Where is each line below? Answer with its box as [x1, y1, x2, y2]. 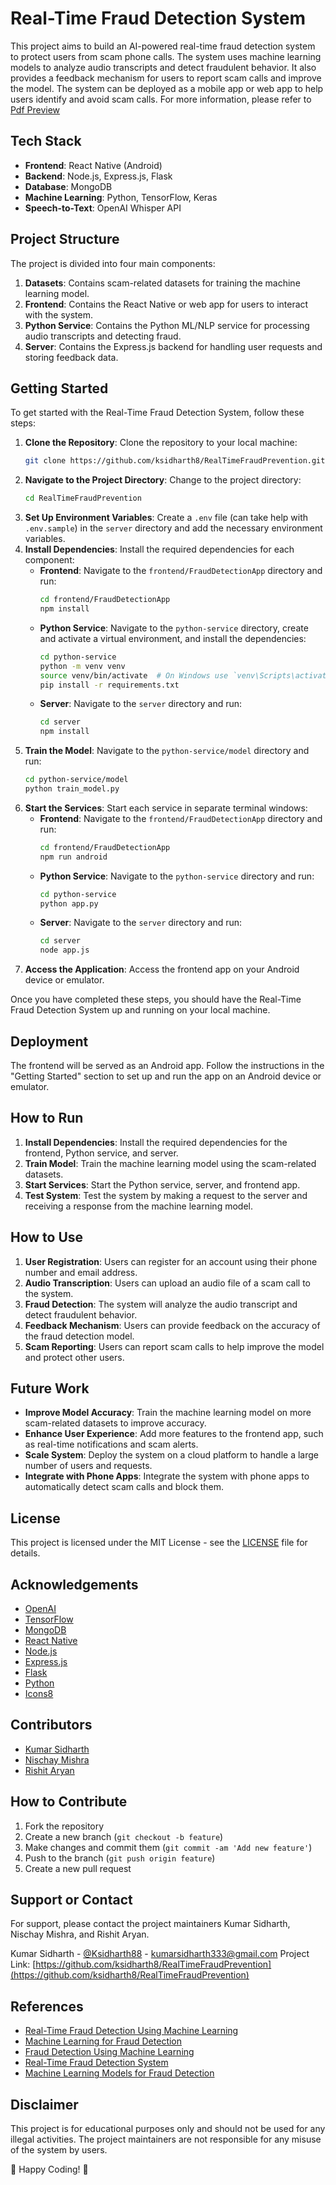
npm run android [39, 852, 108, 862]
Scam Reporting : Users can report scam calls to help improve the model [24, 1340, 325, 1352]
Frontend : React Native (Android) [24, 159, 163, 171]
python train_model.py [24, 784, 120, 794]
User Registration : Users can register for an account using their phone [24, 1255, 318, 1267]
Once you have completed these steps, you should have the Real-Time [10, 993, 302, 1006]
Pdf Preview [10, 103, 61, 116]
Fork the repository [24, 1820, 105, 1832]
